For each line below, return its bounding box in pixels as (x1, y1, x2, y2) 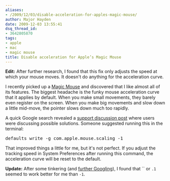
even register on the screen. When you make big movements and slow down (5, 100, 165, 106)
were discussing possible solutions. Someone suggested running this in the (5, 120, 163, 127)
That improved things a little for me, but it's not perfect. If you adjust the (5, 145, 156, 151)
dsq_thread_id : (5, 26, 38, 31)
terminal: (5, 126, 24, 132)
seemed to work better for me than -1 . (5, 171, 85, 177)
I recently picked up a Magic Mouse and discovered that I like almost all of (5, 84, 160, 90)
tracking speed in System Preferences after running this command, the (5, 151, 153, 157)
